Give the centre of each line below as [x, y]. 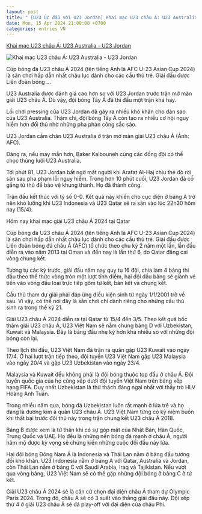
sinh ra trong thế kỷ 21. [35, 307]
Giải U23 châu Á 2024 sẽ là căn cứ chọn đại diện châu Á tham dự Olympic [98, 492]
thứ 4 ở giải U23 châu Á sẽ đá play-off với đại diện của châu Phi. [86, 504]
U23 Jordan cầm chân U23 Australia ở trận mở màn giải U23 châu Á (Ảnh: [98, 136]
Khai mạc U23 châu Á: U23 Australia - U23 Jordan [69, 46]
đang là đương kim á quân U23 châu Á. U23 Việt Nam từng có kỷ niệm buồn [100, 412]
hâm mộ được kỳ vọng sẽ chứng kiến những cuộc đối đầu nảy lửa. [88, 443]
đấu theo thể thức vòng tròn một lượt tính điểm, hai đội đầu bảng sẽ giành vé [101, 277]
